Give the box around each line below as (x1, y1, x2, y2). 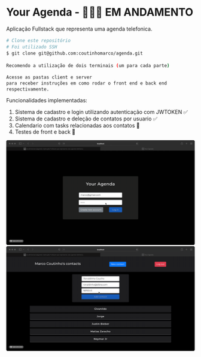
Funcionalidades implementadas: (6, 97, 88, 104)
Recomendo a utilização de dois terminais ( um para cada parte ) (6, 63, 170, 69)
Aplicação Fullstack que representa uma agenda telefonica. (6, 25, 153, 32)
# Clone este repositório (6, 37, 71, 44)
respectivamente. (6, 86, 50, 92)
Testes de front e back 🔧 (14, 128, 76, 135)
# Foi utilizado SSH (6, 44, 58, 50)
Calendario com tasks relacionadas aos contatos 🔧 (14, 122, 141, 129)
